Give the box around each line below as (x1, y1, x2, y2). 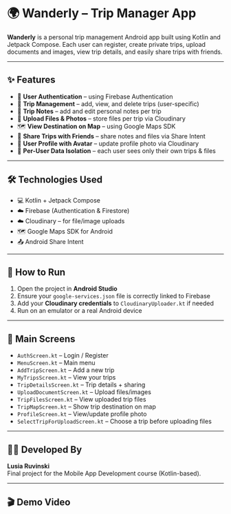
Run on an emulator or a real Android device (16, 307, 142, 315)
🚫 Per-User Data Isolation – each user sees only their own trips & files (16, 146, 217, 155)
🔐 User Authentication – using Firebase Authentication (16, 92, 173, 101)
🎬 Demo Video (7, 497, 71, 508)
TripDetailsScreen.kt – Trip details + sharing (16, 380, 146, 389)
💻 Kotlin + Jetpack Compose (16, 196, 101, 204)
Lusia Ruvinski (7, 462, 50, 470)
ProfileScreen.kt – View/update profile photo (16, 410, 147, 418)
